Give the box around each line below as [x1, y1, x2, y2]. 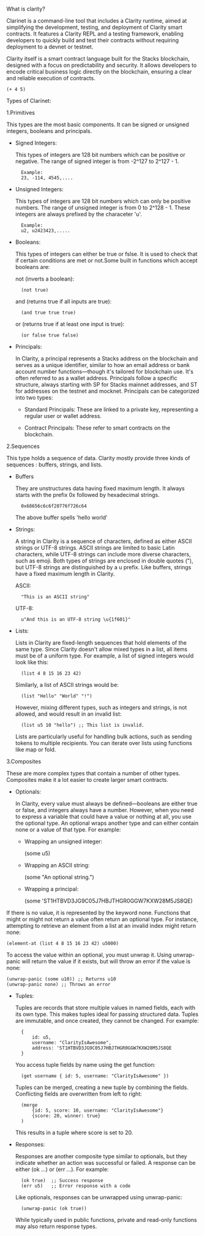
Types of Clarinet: [6, 97, 51, 104]
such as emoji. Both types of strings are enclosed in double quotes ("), [15, 557, 194, 564]
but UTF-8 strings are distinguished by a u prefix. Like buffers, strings [15, 564, 192, 571]
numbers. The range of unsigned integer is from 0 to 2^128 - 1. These [15, 204, 191, 211]
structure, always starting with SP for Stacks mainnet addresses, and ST [15, 381, 198, 388]
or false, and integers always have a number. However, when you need [15, 806, 194, 814]
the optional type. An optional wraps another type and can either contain [15, 819, 199, 827]
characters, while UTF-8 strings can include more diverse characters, [15, 551, 191, 558]
